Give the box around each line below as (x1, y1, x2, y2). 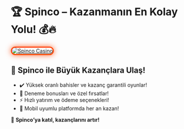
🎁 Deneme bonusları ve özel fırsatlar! (19, 90, 109, 97)
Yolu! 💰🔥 (11, 23, 56, 36)
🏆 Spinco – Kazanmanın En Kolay (11, 5, 178, 19)
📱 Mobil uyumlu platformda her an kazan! (19, 104, 119, 112)
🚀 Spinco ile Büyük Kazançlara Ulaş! (11, 66, 146, 76)
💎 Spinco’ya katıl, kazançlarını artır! (11, 116, 100, 123)
